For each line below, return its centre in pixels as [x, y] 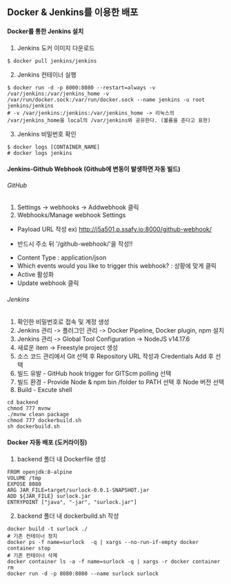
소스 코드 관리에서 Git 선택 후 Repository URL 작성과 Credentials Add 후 [115, 356]
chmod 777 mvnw [29, 408]
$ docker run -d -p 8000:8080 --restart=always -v [81, 87]
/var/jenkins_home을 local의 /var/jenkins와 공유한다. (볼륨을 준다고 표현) [109, 120]
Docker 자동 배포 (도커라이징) [47, 442]
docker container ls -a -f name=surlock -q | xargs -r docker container [114, 561]
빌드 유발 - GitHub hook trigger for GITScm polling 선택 [94, 373]
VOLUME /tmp [24, 478]
